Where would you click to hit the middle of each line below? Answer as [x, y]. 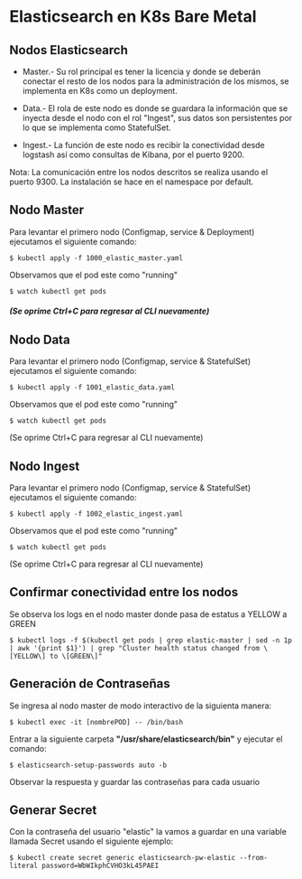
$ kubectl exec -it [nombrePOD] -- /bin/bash [96, 722]
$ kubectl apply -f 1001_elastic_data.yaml [92, 388]
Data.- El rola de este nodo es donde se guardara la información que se [155, 108]
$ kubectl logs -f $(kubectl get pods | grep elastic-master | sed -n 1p [151, 640]
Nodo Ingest [45, 466]
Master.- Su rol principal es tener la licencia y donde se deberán [142, 71]
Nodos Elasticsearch [69, 50]
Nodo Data [40, 339]
